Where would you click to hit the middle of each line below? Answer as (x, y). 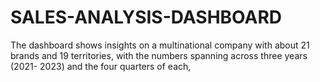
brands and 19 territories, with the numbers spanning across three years (159, 55)
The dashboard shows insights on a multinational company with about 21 (160, 45)
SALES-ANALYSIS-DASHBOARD (146, 17)
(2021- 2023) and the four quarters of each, (101, 66)
